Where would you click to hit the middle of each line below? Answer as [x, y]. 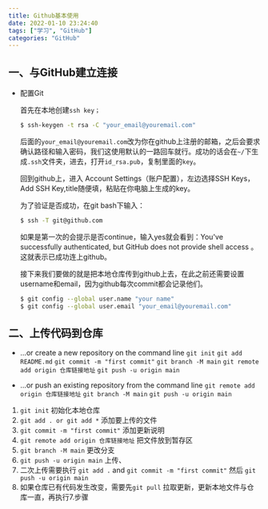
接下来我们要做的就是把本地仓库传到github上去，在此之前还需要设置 [132, 273]
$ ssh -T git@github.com [61, 221]
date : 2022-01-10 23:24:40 [53, 23]
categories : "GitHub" [44, 38]
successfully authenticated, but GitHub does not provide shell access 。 [139, 247]
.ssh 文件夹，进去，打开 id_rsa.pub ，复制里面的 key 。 [114, 161]
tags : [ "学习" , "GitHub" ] [50, 30]
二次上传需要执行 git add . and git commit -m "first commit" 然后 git [138, 470]
